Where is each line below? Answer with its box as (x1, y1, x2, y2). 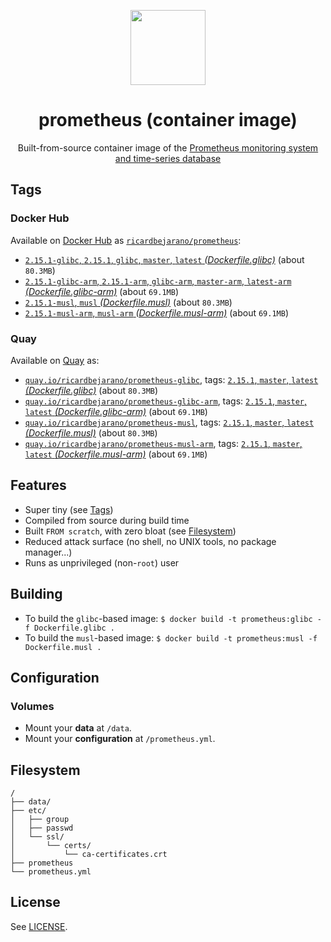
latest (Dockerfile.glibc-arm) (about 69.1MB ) (24, 405, 208, 417)
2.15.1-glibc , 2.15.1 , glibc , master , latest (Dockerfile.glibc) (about (24, 253, 305, 265)
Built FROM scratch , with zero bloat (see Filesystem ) (24, 525, 237, 537)
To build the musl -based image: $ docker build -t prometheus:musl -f (24, 631, 318, 644)
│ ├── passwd (10, 823, 74, 834)
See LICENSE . (10, 920, 68, 932)
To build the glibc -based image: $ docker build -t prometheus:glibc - (24, 612, 322, 624)
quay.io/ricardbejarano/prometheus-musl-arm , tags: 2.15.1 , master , (24, 437, 303, 449)
